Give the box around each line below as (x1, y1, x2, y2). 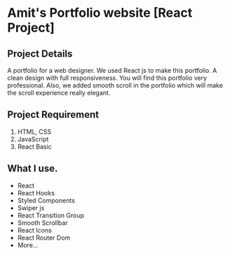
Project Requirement (7, 109, 100, 120)
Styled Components (17, 196, 76, 205)
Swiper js (17, 203, 45, 212)
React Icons (17, 226, 53, 234)
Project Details (7, 48, 73, 60)
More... (17, 240, 39, 249)
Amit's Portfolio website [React (7, 5, 193, 21)
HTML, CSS (17, 127, 51, 136)
